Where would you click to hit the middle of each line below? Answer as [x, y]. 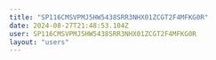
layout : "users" [39, 42]
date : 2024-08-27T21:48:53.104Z [69, 26]
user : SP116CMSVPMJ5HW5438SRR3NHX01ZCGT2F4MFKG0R [103, 34]
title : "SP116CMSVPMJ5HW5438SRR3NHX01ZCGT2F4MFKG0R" [109, 17]
